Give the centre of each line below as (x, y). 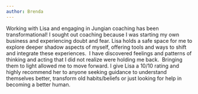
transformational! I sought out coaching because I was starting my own (92, 34)
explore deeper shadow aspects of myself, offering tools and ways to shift (96, 47)
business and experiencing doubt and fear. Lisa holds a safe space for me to (99, 41)
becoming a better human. (38, 84)
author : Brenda (25, 11)
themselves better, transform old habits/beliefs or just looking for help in (94, 78)
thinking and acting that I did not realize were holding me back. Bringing (94, 59)
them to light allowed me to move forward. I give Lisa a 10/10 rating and (92, 66)
